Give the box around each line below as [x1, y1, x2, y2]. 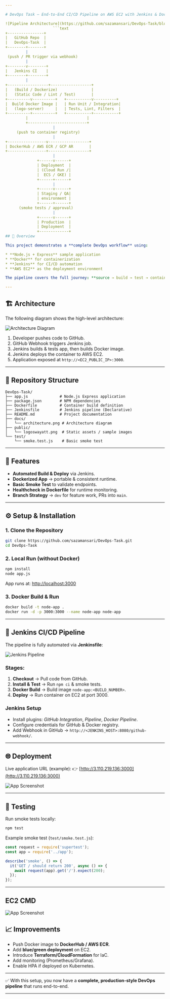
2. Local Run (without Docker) [5, 555, 80, 562]
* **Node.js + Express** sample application [5, 252, 101, 257]
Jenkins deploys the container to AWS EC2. [12, 351, 104, 357]
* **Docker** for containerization [5, 257, 80, 262]
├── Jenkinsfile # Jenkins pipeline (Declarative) [5, 407, 133, 412]
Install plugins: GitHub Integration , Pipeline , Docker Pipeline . [12, 716, 138, 722]
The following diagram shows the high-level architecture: [5, 315, 124, 321]
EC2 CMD [5, 896, 36, 905]
